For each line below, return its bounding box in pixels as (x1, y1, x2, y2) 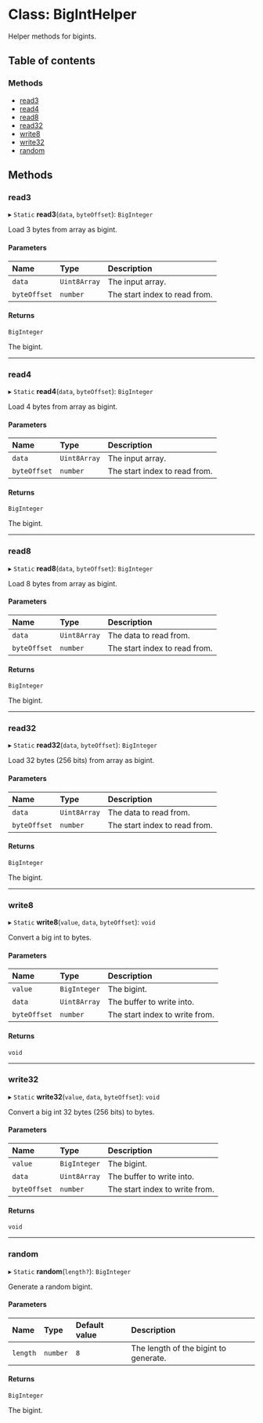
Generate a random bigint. (8, 1282, 92, 1291)
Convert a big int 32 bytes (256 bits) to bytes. (8, 1107, 155, 1116)
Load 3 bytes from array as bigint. (8, 225, 117, 235)
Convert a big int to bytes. (8, 932, 92, 943)
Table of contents (8, 54, 95, 68)
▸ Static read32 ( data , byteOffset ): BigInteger (8, 740, 158, 750)
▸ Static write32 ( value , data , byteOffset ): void (8, 1092, 160, 1101)
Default (75, 1319, 104, 1330)
